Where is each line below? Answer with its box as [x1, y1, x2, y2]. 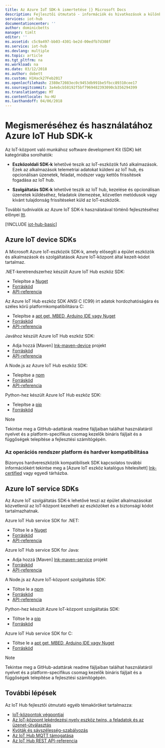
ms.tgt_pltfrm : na [5, 58, 43, 62]
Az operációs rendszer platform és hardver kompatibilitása [5, 448, 149, 455]
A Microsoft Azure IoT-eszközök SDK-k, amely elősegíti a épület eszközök [5, 249, 155, 254]
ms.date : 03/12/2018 [5, 67, 48, 72]
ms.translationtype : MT [5, 90, 54, 94]
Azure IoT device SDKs [5, 236, 77, 244]
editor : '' [5, 35, 27, 40]
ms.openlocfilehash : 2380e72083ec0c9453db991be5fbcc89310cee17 [5, 80, 137, 85]
